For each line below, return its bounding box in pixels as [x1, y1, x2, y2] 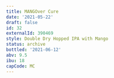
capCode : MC [6, 63, 35, 69]
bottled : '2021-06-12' [6, 47, 61, 53]
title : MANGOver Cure [6, 8, 59, 15]
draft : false [6, 19, 38, 25]
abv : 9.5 [6, 52, 27, 58]
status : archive [6, 42, 46, 48]
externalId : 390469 [6, 30, 54, 36]
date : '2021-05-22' [6, 14, 54, 20]
